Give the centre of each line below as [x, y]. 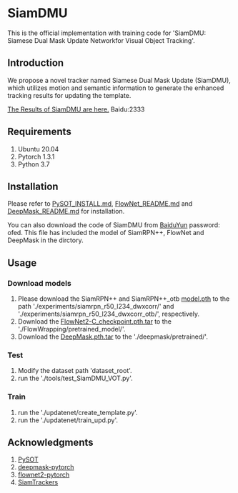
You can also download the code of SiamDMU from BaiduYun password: [114, 225]
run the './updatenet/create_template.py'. [78, 412]
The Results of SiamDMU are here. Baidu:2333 [76, 109]
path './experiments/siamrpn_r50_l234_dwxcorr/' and [96, 307]
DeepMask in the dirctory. [45, 240]
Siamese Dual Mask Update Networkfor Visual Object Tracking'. [101, 40]
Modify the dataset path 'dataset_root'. [75, 371]
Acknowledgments [51, 443]
